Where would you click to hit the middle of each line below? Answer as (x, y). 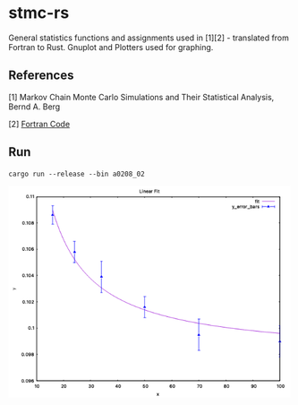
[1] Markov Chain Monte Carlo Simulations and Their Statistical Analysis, (141, 97)
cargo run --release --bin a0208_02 (77, 174)
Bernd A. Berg (34, 107)
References (41, 76)
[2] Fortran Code (39, 124)
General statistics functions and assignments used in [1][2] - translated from (149, 38)
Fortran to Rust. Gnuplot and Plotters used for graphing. (111, 47)
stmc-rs (39, 13)
